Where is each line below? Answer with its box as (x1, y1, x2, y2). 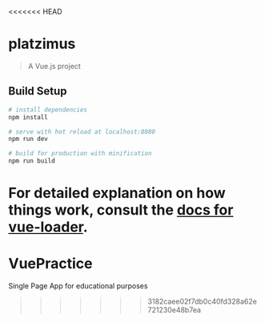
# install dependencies (8, 106, 88, 114)
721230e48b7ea (147, 305, 202, 315)
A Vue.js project (27, 61, 82, 70)
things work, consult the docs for (8, 201, 234, 219)
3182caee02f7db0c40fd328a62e (147, 296, 258, 307)
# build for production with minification (8, 150, 152, 158)
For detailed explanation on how (8, 184, 226, 203)
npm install (8, 113, 48, 121)
